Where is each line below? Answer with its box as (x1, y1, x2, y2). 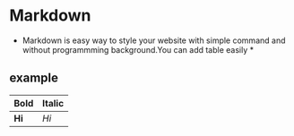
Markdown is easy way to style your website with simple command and (22, 35, 286, 46)
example (9, 71, 59, 86)
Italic (41, 97, 65, 109)
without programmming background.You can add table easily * (22, 44, 255, 55)
